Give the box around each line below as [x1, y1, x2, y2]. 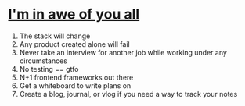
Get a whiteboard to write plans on [19, 80, 132, 90]
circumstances [19, 56, 68, 65]
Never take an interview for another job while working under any [19, 48, 227, 57]
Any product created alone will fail [19, 39, 131, 48]
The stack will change [19, 31, 91, 41]
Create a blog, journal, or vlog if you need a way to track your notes [19, 89, 238, 98]
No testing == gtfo [19, 64, 79, 73]
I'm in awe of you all [8, 5, 140, 23]
